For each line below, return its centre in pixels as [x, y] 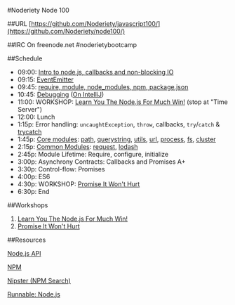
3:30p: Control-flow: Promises [61, 169]
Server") [30, 109]
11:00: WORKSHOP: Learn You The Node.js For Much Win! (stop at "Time [122, 102]
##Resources [27, 240]
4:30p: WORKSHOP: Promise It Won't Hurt [79, 184]
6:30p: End [33, 192]
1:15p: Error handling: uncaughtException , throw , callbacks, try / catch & [119, 124]
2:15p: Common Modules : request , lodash [78, 147]
